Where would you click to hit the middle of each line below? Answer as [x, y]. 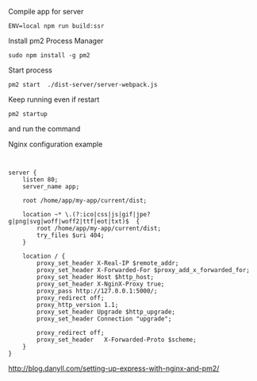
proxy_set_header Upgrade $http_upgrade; [106, 312]
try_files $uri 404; [71, 235]
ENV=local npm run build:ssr [56, 26]
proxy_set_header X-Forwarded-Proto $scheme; [117, 340]
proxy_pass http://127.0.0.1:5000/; [97, 291]
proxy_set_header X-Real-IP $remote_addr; [108, 263]
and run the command [44, 129]
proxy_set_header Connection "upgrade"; [104, 319]
